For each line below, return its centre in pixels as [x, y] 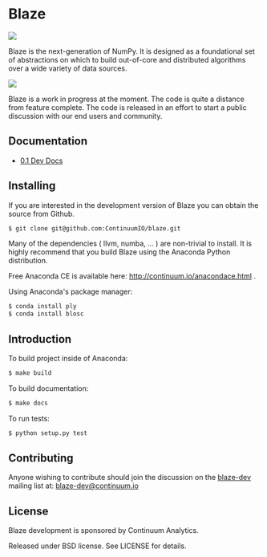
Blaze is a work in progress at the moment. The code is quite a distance [126, 99]
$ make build [30, 373]
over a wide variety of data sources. [68, 68]
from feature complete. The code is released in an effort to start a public [127, 107]
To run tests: [29, 418]
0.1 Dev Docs [41, 161]
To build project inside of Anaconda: [68, 358]
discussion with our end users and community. [85, 116]
